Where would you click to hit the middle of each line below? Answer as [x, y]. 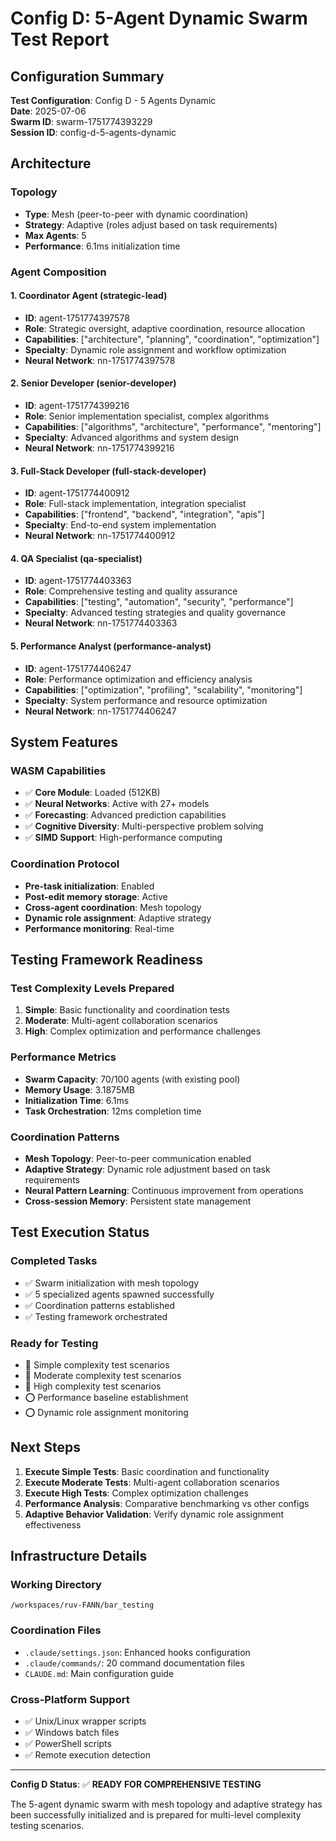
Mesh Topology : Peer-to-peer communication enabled [138, 1158]
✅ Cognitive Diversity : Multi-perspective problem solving [144, 826]
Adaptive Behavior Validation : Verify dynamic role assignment [154, 1514]
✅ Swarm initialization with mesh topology [112, 1283]
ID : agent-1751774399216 [77, 406]
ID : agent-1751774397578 [77, 318]
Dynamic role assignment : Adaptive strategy [118, 918]
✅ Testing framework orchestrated [96, 1316]
